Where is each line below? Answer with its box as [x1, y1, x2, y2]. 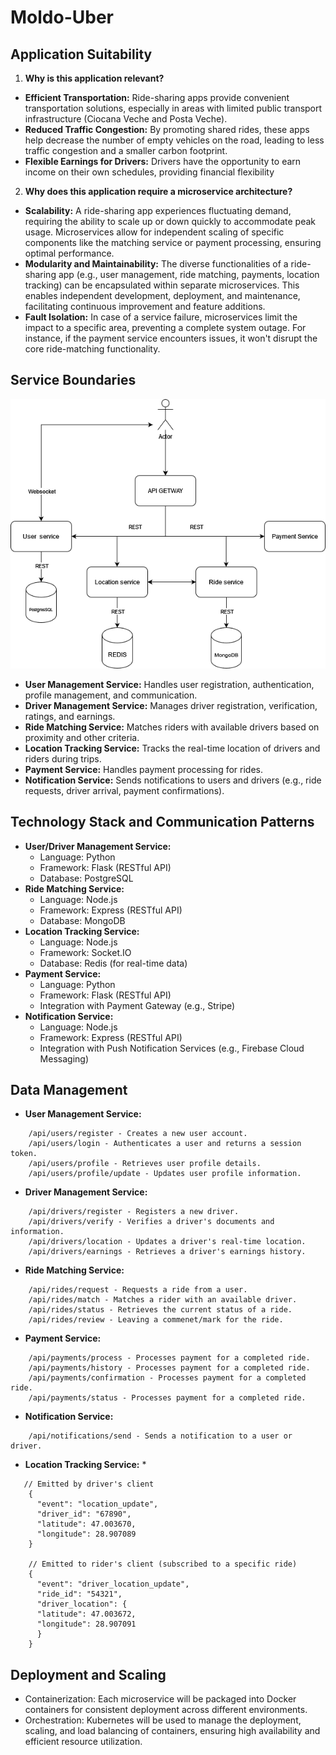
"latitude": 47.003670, [36, 1519, 137, 1530]
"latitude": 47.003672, [36, 1609, 137, 1620]
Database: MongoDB [39, 914, 126, 926]
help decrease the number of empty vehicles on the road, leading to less [24, 134, 325, 146]
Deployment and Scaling [10, 1666, 167, 1683]
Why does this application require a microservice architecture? [24, 186, 293, 197]
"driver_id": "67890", [36, 1509, 132, 1520]
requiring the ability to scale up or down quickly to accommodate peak [24, 216, 317, 227]
